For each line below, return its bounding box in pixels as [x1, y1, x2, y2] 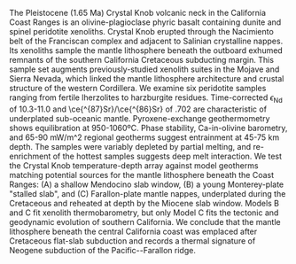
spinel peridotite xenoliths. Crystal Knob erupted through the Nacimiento [9, 27, 275, 36]
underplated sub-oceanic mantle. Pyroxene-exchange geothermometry [9, 113, 270, 123]
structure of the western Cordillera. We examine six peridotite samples [9, 83, 267, 93]
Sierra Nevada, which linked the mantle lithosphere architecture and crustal [9, 74, 284, 83]
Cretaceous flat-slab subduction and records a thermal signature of [9, 235, 256, 246]
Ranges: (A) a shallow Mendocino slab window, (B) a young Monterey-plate [9, 179, 284, 190]
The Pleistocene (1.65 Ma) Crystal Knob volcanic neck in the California [9, 8, 267, 18]
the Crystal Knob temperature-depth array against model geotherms [9, 159, 259, 171]
